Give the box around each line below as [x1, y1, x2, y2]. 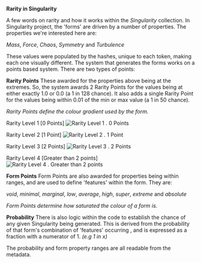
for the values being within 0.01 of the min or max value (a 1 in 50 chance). [6, 96, 190, 103]
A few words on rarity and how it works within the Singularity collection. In [6, 17, 190, 23]
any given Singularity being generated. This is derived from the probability [6, 220, 190, 227]
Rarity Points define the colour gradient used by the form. [6, 108, 149, 115]
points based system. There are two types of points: [6, 65, 136, 73]
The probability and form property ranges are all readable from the [6, 244, 171, 252]
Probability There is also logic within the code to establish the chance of [6, 214, 186, 221]
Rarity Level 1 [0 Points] [6, 119, 65, 127]
